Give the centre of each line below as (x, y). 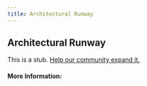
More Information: (35, 76)
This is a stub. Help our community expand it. (74, 60)
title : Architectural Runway (50, 14)
